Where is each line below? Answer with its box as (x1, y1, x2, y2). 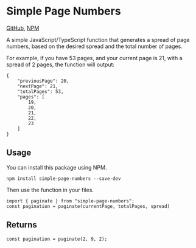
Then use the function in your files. (6, 186, 94, 193)
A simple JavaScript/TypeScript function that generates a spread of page (6, 36, 190, 43)
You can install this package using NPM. (6, 164, 107, 171)
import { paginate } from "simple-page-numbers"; (6, 198, 135, 204)
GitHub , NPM (6, 24, 40, 32)
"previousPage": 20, (17, 78, 69, 84)
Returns (6, 220, 38, 230)
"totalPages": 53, (17, 88, 64, 95)
